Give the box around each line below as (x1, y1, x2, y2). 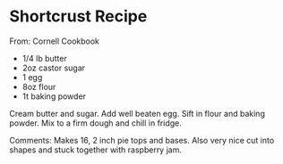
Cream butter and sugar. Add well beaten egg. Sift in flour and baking (9, 108, 266, 119)
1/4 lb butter (21, 53, 67, 63)
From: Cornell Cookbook (9, 36, 100, 46)
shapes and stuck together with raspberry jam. (9, 144, 182, 155)
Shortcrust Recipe (9, 6, 148, 27)
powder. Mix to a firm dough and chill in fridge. (9, 118, 182, 128)
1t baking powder (21, 91, 87, 102)
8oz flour (21, 81, 56, 92)
